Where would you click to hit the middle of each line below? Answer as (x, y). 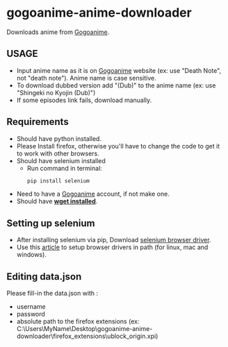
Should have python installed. (59, 138)
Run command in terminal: (64, 168)
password (31, 314)
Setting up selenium (51, 223)
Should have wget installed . (57, 201)
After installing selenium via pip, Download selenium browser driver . (114, 240)
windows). (31, 255)
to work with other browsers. (58, 153)
